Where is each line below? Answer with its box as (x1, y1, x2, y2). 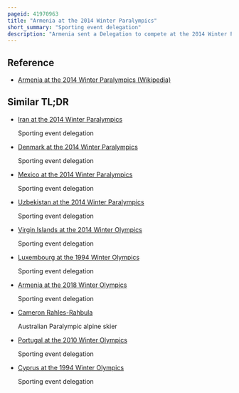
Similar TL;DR (7, 96, 69, 108)
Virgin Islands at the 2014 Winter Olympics (17, 225, 142, 234)
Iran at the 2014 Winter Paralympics (17, 115, 123, 123)
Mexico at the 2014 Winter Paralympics (17, 170, 133, 179)
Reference (7, 56, 55, 68)
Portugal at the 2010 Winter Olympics (17, 335, 128, 344)
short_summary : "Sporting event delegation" (7, 23, 142, 31)
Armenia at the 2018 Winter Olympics (17, 281, 127, 289)
